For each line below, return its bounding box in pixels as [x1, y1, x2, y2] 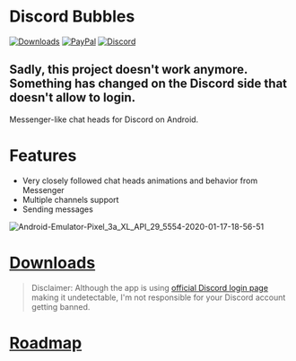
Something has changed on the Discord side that [9, 76, 288, 92]
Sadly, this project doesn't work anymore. [9, 62, 248, 77]
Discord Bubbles [9, 6, 135, 27]
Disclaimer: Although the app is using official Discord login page [30, 282, 269, 293]
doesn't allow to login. [9, 90, 136, 105]
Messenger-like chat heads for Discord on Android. [9, 114, 199, 125]
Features [9, 145, 77, 165]
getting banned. [30, 301, 91, 312]
